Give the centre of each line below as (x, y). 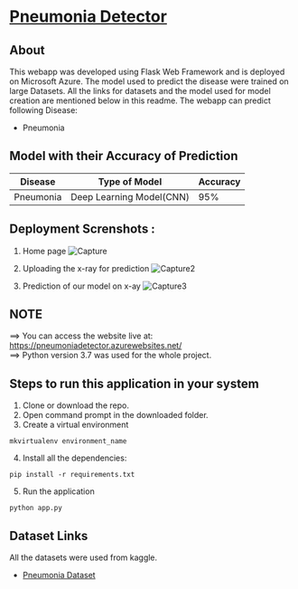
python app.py (36, 508)
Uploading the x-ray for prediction (86, 268)
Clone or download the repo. (75, 405)
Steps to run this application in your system (134, 383)
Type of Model (130, 181)
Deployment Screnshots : (82, 229)
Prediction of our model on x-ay (82, 286)
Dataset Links (49, 536)
